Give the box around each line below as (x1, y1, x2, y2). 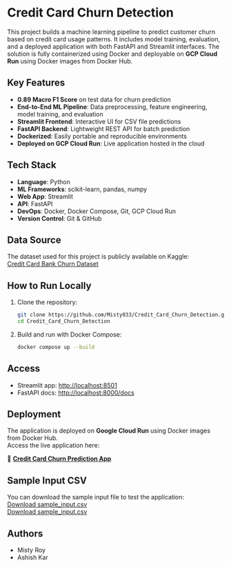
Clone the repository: (17, 298, 78, 306)
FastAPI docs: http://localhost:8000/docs (17, 388, 134, 397)
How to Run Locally (7, 279, 92, 291)
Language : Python (17, 177, 70, 186)
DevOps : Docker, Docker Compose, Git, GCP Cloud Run (17, 207, 177, 215)
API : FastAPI (17, 199, 53, 208)
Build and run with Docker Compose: (17, 330, 122, 339)
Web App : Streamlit (17, 192, 74, 201)
